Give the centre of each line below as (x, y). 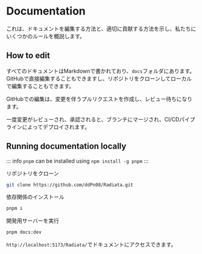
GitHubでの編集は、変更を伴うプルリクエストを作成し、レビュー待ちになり (99, 99)
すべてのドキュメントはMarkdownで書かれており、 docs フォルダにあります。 (101, 71)
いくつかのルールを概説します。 (46, 36)
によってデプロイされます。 (56, 127)
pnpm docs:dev (24, 232)
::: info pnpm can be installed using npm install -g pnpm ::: (77, 161)
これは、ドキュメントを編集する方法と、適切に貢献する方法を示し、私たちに (101, 28)
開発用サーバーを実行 (33, 221)
